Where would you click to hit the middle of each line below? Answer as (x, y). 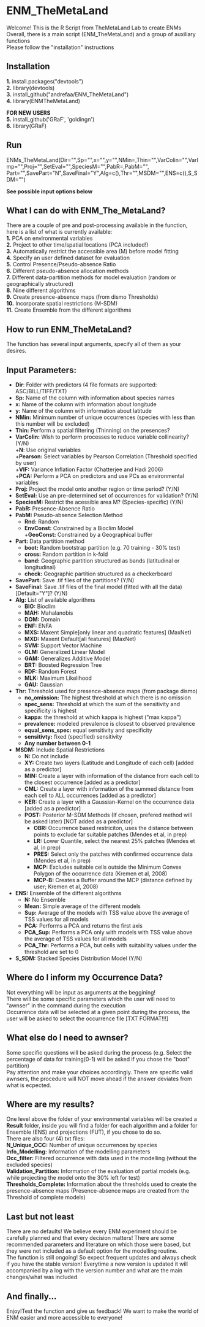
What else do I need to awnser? (67, 1038)
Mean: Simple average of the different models (82, 906)
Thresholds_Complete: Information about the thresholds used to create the (102, 1184)
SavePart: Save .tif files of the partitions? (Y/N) (75, 580)
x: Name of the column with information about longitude (86, 404)
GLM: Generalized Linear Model (65, 652)
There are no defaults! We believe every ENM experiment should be (92, 1231)
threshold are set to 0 (51, 952)
